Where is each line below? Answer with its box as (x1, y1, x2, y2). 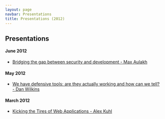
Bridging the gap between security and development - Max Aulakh (12, 59, 148, 65)
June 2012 (5, 48, 27, 54)
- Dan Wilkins (12, 86, 40, 92)
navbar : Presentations (5, 12, 52, 17)
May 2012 (5, 70, 26, 76)
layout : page (5, 7, 32, 12)
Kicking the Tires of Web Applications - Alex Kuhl (12, 108, 112, 114)
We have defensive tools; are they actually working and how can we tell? (12, 81, 160, 87)
